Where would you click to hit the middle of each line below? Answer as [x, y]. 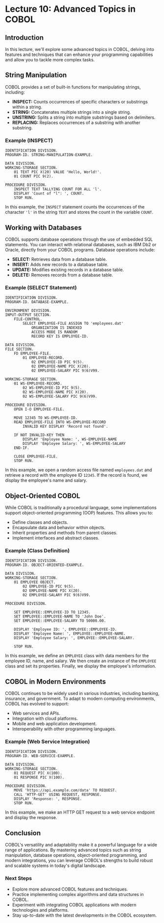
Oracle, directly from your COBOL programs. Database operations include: [80, 250]
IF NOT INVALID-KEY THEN [39, 435]
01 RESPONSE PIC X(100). [39, 778]
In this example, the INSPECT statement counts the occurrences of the [75, 207]
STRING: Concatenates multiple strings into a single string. [71, 112]
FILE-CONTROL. [28, 319]
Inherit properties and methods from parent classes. [65, 533]
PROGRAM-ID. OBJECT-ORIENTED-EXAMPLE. [45, 565]
